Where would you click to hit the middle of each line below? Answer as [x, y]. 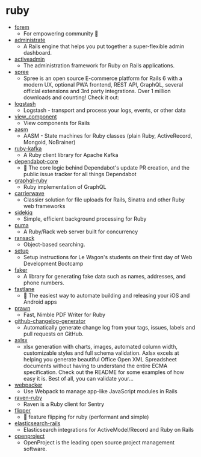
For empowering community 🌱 [61, 33]
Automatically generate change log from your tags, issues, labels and [109, 327]
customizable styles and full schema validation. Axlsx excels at [101, 353]
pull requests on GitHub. [53, 334]
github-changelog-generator [50, 321]
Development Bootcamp [53, 263]
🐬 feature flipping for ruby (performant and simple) [86, 417]
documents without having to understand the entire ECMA [95, 366]
